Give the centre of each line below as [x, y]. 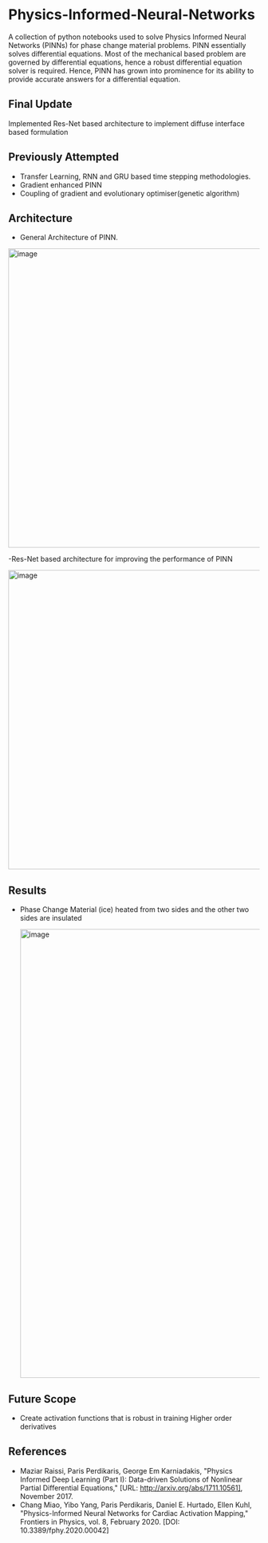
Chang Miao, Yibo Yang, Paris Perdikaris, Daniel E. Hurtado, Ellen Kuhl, [136, 1505]
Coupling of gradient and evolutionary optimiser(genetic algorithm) [130, 193]
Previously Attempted [64, 157]
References [37, 1452]
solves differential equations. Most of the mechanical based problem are [127, 53]
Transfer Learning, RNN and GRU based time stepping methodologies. [135, 176]
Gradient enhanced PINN [61, 184]
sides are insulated [51, 918]
